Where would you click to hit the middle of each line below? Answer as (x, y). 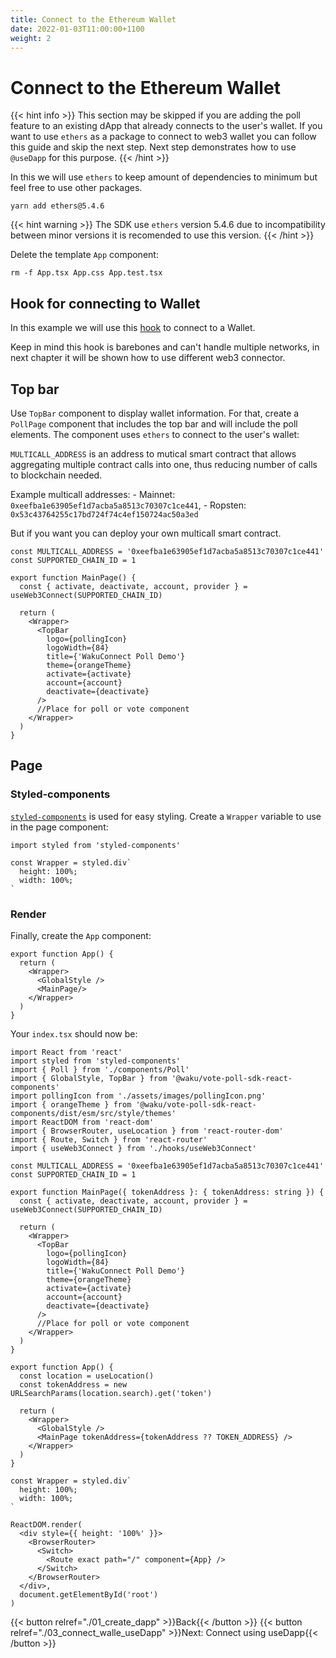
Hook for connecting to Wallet (105, 303)
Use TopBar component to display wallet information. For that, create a (155, 413)
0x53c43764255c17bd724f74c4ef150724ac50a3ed (104, 514)
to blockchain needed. (56, 475)
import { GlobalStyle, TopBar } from (89, 1078)
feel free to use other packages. (76, 188)
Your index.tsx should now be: (74, 1033)
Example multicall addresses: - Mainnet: (93, 494)
